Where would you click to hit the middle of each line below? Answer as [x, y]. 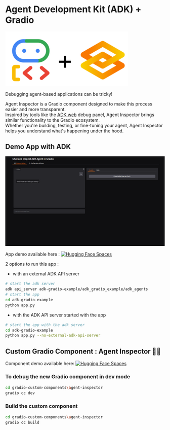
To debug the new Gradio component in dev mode [68, 376]
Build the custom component [41, 406]
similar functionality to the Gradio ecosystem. [53, 120]
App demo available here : [32, 254]
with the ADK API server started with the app [59, 315]
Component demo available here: [40, 364]
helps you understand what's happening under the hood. [65, 131]
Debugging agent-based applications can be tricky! [59, 94]
